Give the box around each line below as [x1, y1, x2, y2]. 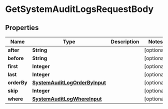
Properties [5, 23, 39, 32]
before [7, 55, 24, 61]
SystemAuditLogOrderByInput [32, 79, 106, 86]
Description [110, 38, 139, 45]
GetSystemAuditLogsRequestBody [5, 3, 154, 15]
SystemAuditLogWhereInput [32, 95, 102, 102]
